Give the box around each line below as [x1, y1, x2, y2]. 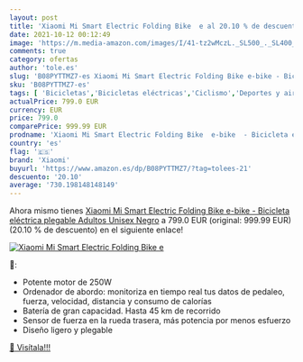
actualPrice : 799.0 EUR [9, 96, 99, 106]
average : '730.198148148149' [9, 181, 119, 190]
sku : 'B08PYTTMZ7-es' [9, 80, 91, 89]
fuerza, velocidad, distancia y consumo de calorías [22, 296, 212, 307]
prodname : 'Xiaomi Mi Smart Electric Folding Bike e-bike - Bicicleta [9, 131, 289, 140]
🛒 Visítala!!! [9, 342, 51, 353]
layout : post [9, 13, 59, 23]
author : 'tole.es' [9, 64, 78, 73]
